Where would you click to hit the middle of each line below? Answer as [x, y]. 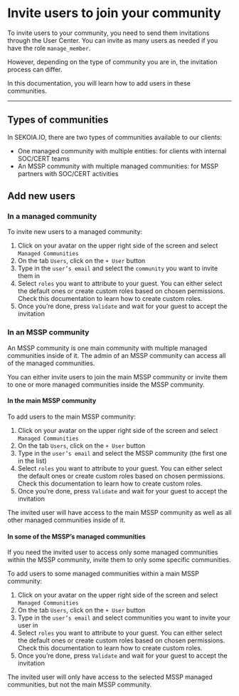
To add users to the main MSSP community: [72, 416]
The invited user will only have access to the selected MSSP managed [110, 677]
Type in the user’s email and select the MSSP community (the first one [122, 453]
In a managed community [52, 217]
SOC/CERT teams [43, 158]
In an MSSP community [48, 332]
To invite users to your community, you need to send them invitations [108, 33]
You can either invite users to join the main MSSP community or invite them [117, 377]
